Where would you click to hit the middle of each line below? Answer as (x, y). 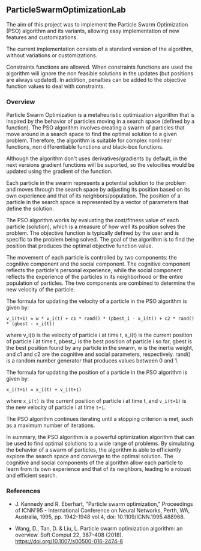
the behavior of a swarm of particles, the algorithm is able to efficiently (94, 450)
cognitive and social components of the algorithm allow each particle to (94, 462)
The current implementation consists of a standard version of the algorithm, (100, 49)
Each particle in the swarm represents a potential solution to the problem (96, 183)
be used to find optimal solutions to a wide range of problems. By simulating (100, 444)
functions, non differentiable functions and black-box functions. (85, 147)
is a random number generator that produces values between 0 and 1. (92, 361)
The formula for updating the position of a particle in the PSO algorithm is (97, 372)
